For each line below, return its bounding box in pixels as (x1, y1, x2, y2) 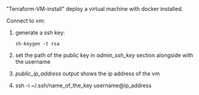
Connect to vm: (6, 17, 45, 24)
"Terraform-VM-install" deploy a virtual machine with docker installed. (6, 6, 184, 12)
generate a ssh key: (15, 29, 66, 36)
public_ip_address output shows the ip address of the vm (15, 70, 160, 77)
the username (15, 58, 51, 65)
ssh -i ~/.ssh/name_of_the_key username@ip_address (15, 82, 152, 89)
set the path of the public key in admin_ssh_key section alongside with (15, 51, 193, 59)
